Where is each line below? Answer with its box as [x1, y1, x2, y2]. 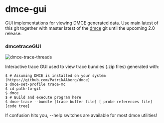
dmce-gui [5, 3, 47, 15]
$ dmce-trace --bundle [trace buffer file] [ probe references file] [5, 99, 153, 105]
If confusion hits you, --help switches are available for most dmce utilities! [5, 113, 158, 119]
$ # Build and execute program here [5, 95, 81, 100]
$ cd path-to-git [5, 86, 41, 91]
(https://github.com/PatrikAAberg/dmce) [5, 78, 91, 83]
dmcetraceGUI [5, 43, 41, 50]
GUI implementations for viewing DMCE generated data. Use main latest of [5, 20, 159, 26]
